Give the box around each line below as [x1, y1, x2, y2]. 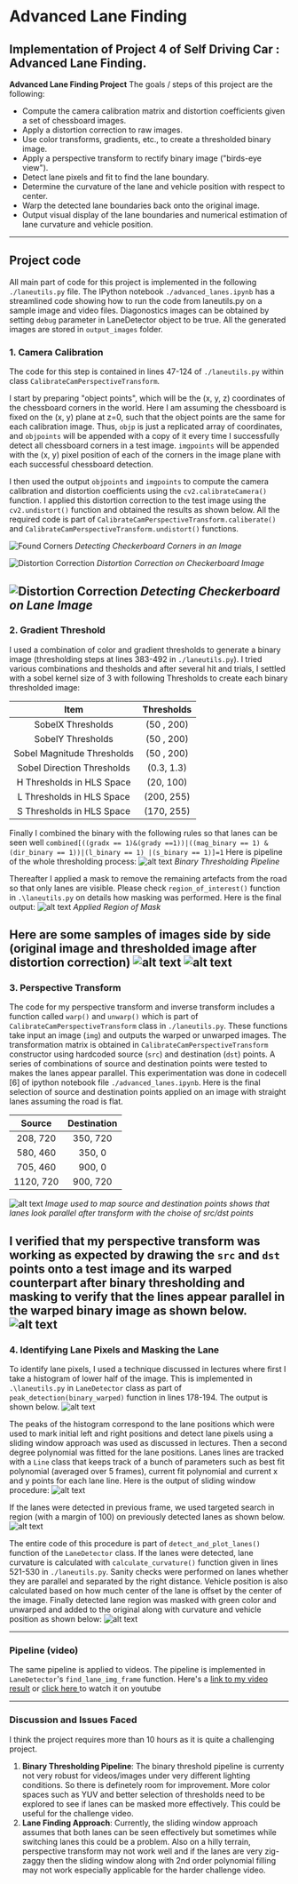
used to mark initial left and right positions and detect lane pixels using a [9, 1428, 273, 1439]
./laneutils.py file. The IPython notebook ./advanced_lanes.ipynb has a [9, 286, 275, 297]
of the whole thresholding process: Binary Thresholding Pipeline [9, 856, 280, 866]
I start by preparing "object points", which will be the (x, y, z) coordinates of [9, 393, 286, 403]
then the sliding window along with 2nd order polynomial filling [47, 1855, 277, 1865]
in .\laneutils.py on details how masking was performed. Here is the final [9, 891, 282, 903]
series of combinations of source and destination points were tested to [9, 1058, 268, 1069]
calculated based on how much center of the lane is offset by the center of [9, 1585, 282, 1596]
